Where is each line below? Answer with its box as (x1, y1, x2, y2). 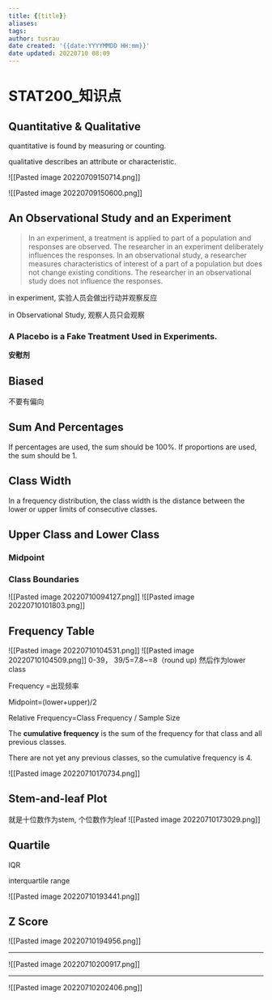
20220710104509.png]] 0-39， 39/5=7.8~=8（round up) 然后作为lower (8, 655, 246, 665)
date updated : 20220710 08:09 (8, 49, 111, 57)
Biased (8, 374, 45, 388)
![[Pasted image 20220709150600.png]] (8, 188, 143, 198)
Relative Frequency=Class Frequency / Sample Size (8, 713, 181, 722)
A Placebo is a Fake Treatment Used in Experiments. (8, 330, 218, 342)
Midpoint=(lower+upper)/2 (8, 697, 97, 707)
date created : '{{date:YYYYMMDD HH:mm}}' (8, 42, 151, 50)
